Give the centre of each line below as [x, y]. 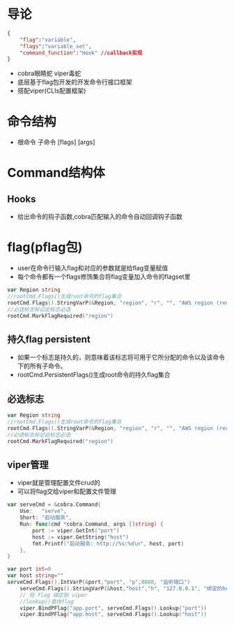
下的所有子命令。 [42, 366]
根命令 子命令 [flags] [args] [56, 142]
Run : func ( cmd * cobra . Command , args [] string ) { [92, 524]
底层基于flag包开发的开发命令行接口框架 [75, 82]
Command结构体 [56, 173]
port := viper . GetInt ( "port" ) [76, 530]
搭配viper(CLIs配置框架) [52, 91]
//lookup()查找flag [47, 601]
